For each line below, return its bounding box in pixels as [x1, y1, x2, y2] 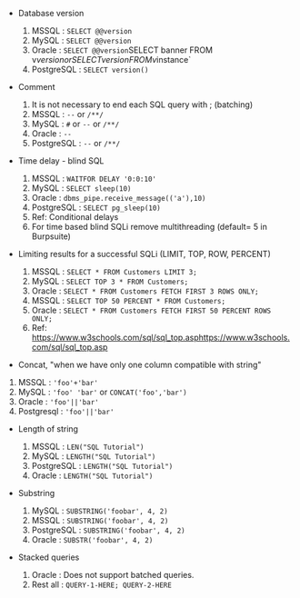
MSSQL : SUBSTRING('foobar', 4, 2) [31, 515, 169, 525]
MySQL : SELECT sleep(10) [31, 183, 132, 194]
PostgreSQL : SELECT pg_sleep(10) [31, 202, 162, 213]
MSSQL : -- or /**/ [31, 109, 105, 119]
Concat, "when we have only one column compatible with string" [17, 359, 262, 370]
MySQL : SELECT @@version [31, 35, 132, 45]
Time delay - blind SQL [17, 155, 105, 166]
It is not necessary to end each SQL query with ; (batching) [31, 99, 254, 110]
